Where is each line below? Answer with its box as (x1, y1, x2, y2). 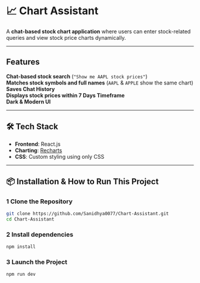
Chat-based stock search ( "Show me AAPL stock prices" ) (6, 73, 148, 80)
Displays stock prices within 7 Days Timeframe (6, 92, 125, 99)
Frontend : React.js (14, 140, 61, 147)
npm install (6, 244, 36, 250)
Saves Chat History (6, 85, 55, 92)
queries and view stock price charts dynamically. (6, 34, 126, 41)
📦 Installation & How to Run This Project (6, 176, 159, 187)
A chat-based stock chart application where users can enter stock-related (6, 27, 191, 35)
